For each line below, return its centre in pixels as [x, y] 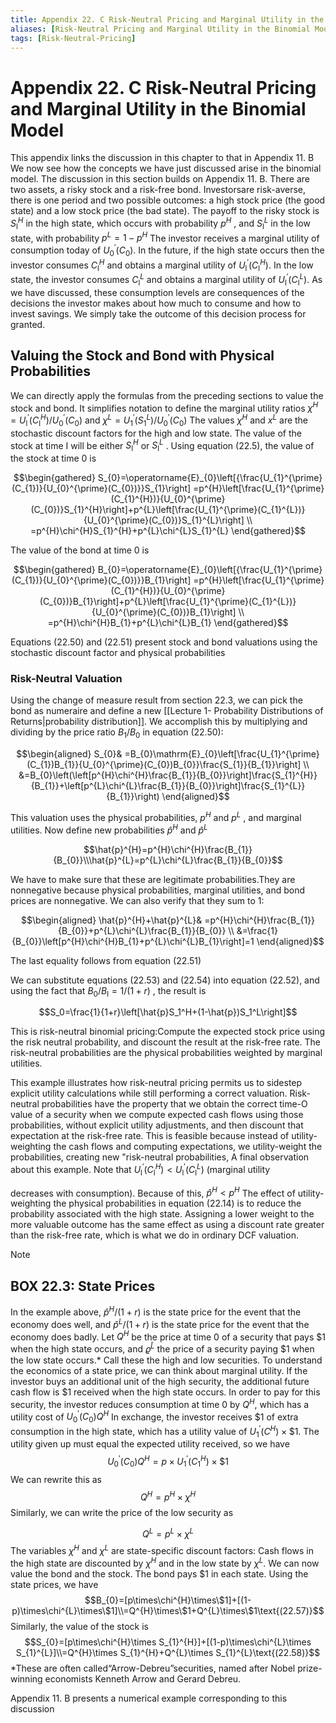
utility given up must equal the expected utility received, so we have [150, 1444]
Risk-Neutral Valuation [66, 679]
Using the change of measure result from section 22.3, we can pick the [156, 700]
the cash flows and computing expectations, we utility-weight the [188, 1147]
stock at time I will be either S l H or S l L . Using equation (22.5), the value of [162, 445]
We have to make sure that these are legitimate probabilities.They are [153, 879]
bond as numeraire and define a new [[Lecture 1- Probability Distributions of [167, 711]
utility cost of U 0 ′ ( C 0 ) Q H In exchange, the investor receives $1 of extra [154, 1417]
